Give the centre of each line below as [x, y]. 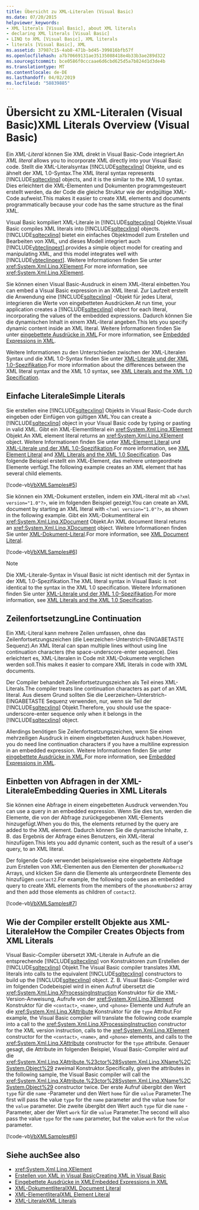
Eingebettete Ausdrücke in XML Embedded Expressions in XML [91, 1182]
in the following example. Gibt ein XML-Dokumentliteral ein [78, 515]
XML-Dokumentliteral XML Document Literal [68, 1188]
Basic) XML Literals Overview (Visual [98, 125]
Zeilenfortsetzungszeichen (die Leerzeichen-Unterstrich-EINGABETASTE [95, 639]
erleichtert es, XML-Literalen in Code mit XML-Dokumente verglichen [90, 658]
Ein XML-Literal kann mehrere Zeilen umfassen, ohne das [76, 633]
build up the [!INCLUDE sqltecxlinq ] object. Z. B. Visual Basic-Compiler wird [98, 980]
